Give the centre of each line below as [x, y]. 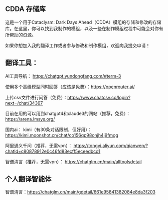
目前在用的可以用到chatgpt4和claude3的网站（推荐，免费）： [68, 113]
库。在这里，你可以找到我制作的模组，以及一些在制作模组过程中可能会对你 [82, 28]
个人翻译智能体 [28, 179]
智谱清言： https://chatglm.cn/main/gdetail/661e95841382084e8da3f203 [80, 192]
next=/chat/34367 [24, 103]
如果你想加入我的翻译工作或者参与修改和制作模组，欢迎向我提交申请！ [78, 45]
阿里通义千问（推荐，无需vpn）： [39, 146]
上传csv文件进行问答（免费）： [36, 97]
